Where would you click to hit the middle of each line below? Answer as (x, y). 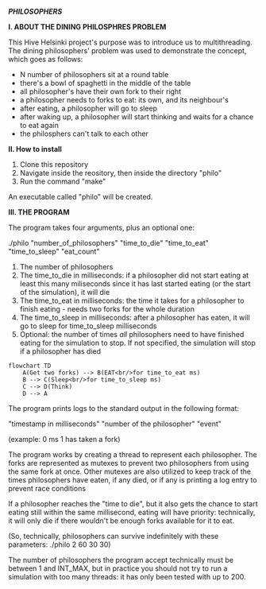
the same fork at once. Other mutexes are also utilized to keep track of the (130, 471)
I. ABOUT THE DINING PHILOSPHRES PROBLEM (87, 27)
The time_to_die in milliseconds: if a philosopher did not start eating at (134, 275)
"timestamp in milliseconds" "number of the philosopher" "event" (115, 424)
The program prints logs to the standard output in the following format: (124, 408)
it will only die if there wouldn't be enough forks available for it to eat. (121, 521)
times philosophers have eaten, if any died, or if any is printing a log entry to (133, 480)
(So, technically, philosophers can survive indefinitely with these (114, 536)
